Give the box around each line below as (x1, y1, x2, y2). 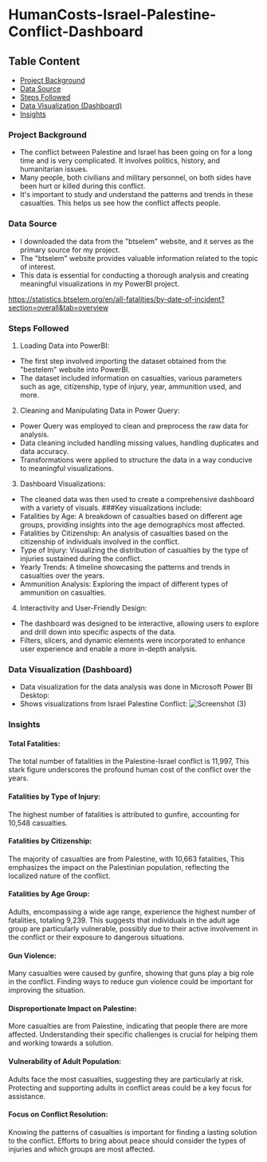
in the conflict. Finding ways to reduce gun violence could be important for (8, 977, 253, 986)
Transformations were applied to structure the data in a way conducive (19, 455, 253, 464)
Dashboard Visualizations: (19, 479, 106, 488)
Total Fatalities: (8, 738, 61, 748)
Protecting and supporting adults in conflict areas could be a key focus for (8, 1083, 253, 1093)
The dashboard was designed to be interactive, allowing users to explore (19, 619, 259, 628)
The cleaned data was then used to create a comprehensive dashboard (19, 494, 255, 504)
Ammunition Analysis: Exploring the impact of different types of (19, 579, 229, 588)
